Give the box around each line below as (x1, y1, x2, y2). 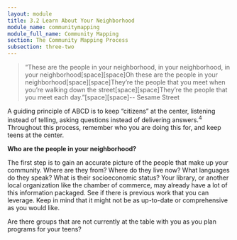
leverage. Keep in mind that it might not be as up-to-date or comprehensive (7, 196, 228, 204)
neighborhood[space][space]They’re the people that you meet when (24, 78, 226, 86)
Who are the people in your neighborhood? (7, 144, 137, 153)
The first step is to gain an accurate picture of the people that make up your (7, 158, 228, 167)
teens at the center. (7, 131, 65, 139)
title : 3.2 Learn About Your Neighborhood (7, 17, 135, 24)
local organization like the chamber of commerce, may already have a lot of (7, 180, 228, 189)
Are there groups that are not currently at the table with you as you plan (7, 217, 216, 226)
